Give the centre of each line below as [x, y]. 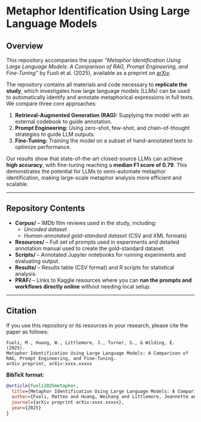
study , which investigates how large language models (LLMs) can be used [98, 91]
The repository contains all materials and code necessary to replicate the [97, 84]
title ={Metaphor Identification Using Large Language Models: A [93, 391]
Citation [22, 311]
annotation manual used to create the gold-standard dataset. [90, 248]
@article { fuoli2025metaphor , [42, 385]
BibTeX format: [25, 375]
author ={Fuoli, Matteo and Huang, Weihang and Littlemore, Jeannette [100, 397]
